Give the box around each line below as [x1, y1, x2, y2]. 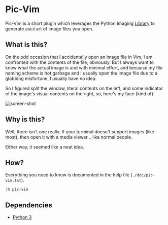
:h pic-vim [5, 187, 28, 192]
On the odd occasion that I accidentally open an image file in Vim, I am [5, 54, 153, 60]
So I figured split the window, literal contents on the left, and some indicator [5, 85, 163, 91]
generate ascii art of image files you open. [5, 25, 94, 31]
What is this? [5, 41, 48, 49]
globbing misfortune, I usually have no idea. [5, 75, 97, 82]
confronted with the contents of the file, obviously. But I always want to [5, 59, 154, 65]
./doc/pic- [132, 173, 155, 178]
